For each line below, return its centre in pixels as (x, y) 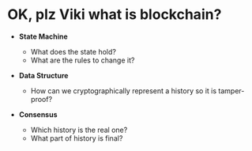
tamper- (231, 91)
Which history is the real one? (79, 130)
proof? (41, 99)
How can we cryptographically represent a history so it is (124, 91)
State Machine (43, 36)
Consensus (38, 114)
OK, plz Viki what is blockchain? (115, 15)
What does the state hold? (73, 51)
